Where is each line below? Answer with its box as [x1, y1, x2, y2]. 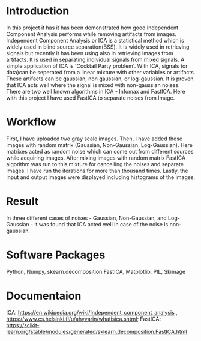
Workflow [6, 115, 56, 129]
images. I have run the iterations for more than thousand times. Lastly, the [6, 167, 188, 174]
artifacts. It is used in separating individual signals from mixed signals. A [6, 56, 185, 63]
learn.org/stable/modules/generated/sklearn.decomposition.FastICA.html [6, 328, 187, 335]
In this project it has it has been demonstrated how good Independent [6, 24, 179, 31]
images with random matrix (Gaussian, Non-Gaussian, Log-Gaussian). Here [6, 141, 193, 148]
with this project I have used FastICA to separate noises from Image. [6, 94, 175, 101]
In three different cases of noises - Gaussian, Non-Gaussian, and [6, 214, 167, 222]
